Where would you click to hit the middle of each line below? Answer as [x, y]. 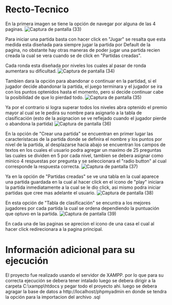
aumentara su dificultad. [31, 71]
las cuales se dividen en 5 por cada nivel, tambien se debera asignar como [84, 155]
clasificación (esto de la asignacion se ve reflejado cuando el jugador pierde [86, 118]
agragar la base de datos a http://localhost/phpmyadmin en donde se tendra [86, 291]
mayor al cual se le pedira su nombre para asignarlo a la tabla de [74, 113]
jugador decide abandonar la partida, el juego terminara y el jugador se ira [84, 86]
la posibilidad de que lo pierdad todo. [44, 97]
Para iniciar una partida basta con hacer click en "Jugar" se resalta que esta [85, 39]
